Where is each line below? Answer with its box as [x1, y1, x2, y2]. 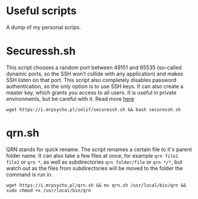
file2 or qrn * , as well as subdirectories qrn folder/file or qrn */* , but [6, 158, 183, 165]
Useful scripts [6, 4, 77, 18]
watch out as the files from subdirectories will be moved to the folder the [6, 164, 183, 172]
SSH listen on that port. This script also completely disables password [6, 76, 177, 83]
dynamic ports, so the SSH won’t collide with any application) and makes [6, 70, 184, 77]
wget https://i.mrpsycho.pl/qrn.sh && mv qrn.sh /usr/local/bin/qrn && [6, 182, 186, 188]
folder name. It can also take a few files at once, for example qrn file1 [6, 152, 178, 159]
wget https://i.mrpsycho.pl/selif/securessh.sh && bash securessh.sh [6, 106, 181, 113]
